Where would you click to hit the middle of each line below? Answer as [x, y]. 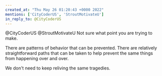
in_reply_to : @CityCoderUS [33, 19]
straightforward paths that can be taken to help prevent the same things [79, 53]
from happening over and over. [37, 59]
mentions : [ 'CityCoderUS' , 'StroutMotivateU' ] [54, 14]
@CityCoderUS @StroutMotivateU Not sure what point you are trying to [79, 33]
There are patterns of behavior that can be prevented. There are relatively [81, 48]
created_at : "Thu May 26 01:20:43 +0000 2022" [54, 10]
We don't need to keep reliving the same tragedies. [58, 68]
